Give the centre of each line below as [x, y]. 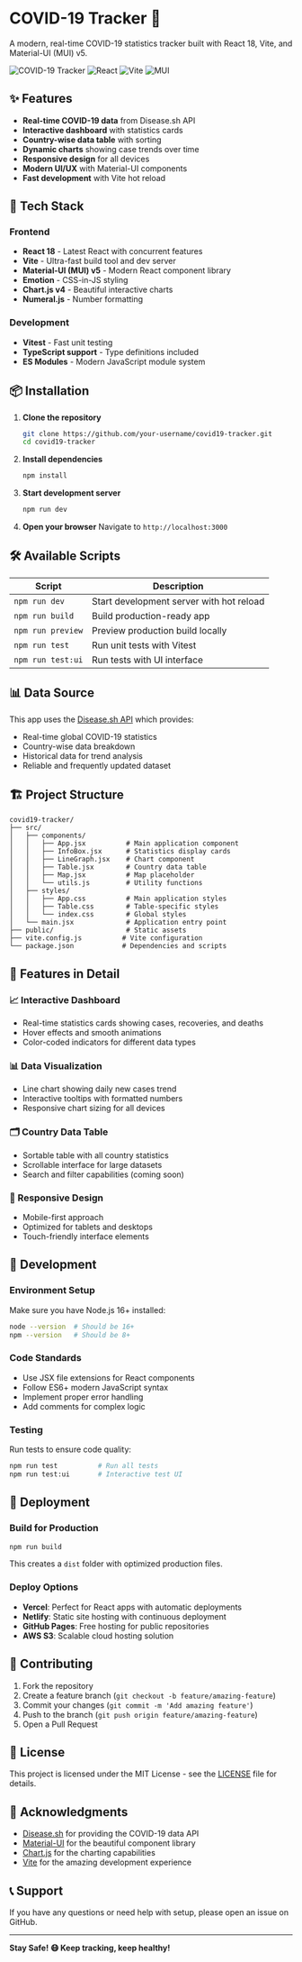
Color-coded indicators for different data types [109, 1042]
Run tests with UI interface [147, 660]
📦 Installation [49, 391]
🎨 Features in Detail [65, 974]
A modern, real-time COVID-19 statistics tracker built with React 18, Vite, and [151, 43]
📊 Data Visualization [56, 1066]
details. [23, 1784]
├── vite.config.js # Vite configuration [106, 938]
